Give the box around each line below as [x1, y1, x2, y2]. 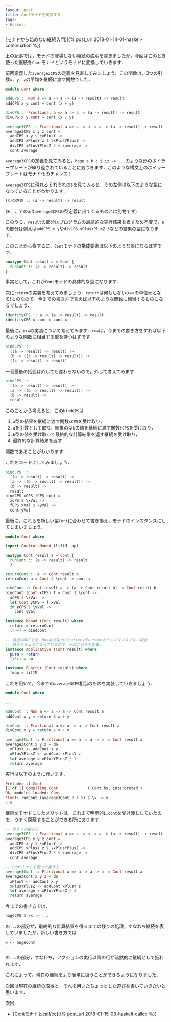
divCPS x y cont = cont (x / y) [5, 115, 74, 120]
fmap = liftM [10, 670, 38, 676]
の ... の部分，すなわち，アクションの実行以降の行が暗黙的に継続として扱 [5, 954, 160, 960]
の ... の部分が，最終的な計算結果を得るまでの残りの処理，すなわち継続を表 [5, 923, 164, 929]
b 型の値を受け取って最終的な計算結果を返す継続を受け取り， [12, 431, 140, 437]
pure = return [10, 651, 40, 657]
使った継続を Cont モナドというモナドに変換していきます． [5, 59, 126, 66]
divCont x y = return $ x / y [5, 728, 70, 733]
